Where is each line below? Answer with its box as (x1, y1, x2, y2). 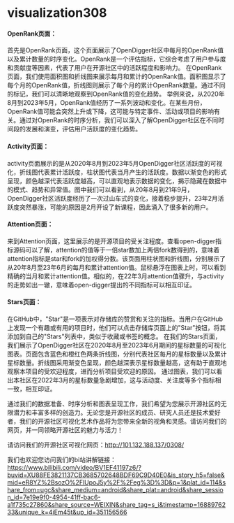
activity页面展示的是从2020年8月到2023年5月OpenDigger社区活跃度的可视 (7, 159, 223, 167)
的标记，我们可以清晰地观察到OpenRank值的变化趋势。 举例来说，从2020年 (7, 89, 225, 99)
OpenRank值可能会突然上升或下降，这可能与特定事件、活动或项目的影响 (7, 107, 214, 116)
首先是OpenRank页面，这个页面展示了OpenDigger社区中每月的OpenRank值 (7, 46, 224, 55)
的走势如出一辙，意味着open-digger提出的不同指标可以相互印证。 (7, 280, 196, 289)
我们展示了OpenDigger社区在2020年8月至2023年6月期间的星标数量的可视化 (7, 341, 226, 349)
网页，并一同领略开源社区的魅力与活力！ (7, 426, 123, 434)
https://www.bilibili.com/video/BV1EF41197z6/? (7, 464, 141, 471)
